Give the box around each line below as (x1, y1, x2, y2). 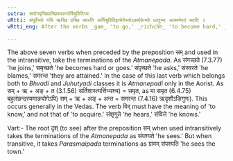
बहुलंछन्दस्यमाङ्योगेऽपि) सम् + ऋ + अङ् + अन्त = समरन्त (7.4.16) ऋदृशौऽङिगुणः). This (7, 94, 208, 103)
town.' (7, 147, 25, 156)
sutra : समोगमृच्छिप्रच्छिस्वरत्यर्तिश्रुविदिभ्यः (7, 10, 90, 17)
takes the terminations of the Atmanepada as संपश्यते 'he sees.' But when (7, 132, 212, 140)
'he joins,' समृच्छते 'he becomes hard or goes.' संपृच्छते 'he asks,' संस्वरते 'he (7, 64, 209, 72)
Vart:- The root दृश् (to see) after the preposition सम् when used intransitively (7, 124, 222, 133)
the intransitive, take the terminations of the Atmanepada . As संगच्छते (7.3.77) (7, 56, 223, 65)
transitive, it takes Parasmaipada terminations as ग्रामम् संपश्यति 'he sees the (7, 139, 216, 148)
